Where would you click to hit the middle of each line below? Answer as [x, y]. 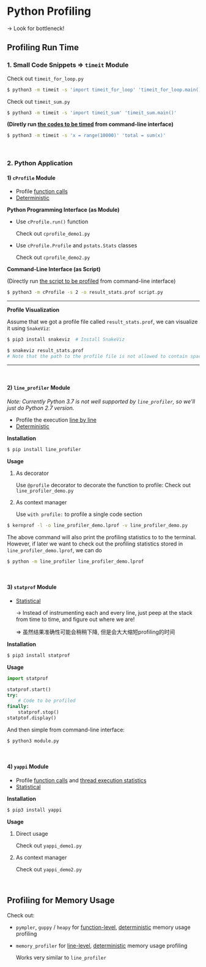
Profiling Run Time [43, 48]
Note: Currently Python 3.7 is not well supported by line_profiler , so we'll [101, 402]
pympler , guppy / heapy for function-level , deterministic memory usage [103, 927]
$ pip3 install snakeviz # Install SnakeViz [66, 340]
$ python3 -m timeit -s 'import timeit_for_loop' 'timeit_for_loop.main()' [105, 90]
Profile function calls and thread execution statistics [81, 780]
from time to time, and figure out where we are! [75, 619]
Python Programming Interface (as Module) [63, 210]
